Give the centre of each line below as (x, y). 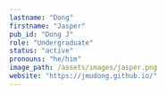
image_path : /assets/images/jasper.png (83, 68)
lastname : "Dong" (41, 17)
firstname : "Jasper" (48, 26)
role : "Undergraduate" (51, 43)
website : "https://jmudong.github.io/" (83, 76)
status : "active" (41, 51)
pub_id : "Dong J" (41, 34)
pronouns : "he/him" (46, 59)
